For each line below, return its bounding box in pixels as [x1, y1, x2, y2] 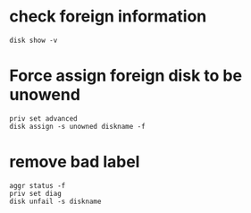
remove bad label [9, 152, 140, 172]
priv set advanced [9, 114, 78, 123]
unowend [9, 85, 80, 105]
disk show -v [9, 36, 58, 45]
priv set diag [9, 189, 63, 198]
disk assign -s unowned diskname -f [9, 122, 146, 131]
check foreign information [9, 6, 207, 27]
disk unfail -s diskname [9, 197, 102, 206]
